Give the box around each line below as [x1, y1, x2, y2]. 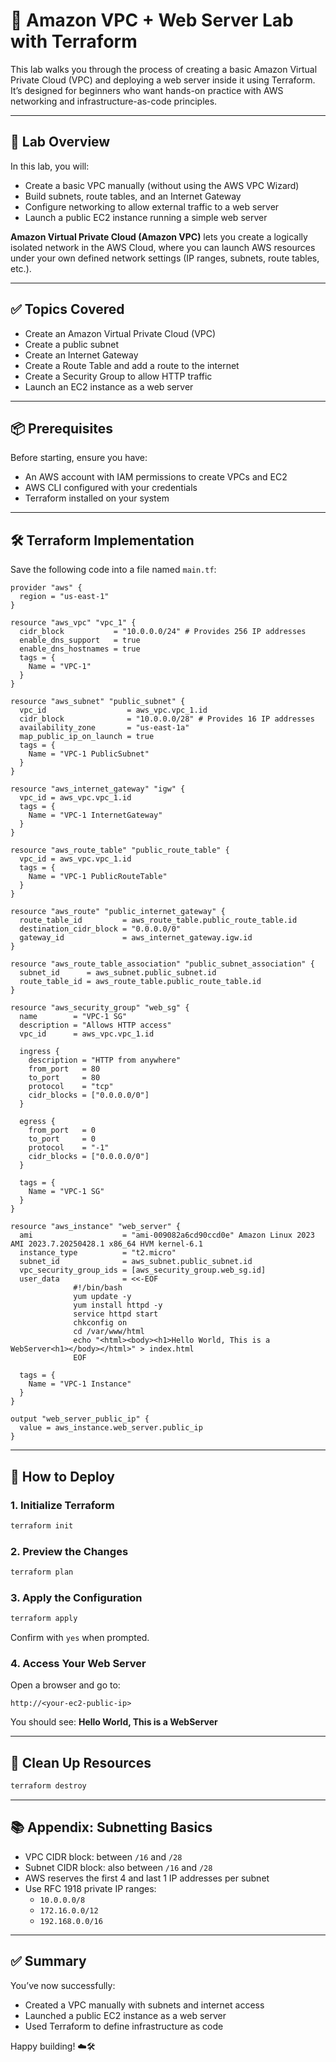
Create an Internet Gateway [24, 349, 139, 361]
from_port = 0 [28, 1125, 97, 1136]
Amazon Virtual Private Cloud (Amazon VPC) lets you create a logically [10, 230, 308, 243]
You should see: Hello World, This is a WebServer [10, 1716, 218, 1728]
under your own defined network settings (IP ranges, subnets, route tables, [10, 252, 320, 264]
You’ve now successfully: [10, 1979, 116, 1991]
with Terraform [10, 30, 138, 53]
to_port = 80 [28, 1073, 101, 1083]
